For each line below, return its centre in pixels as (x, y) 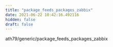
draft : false (19, 24)
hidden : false (21, 19)
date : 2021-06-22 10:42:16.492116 (42, 15)
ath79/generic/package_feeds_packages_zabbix (56, 39)
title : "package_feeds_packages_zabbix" (49, 10)
